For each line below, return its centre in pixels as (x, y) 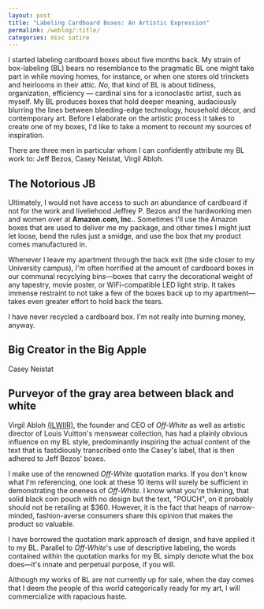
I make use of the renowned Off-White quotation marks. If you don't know (128, 473)
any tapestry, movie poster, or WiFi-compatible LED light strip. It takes (122, 285)
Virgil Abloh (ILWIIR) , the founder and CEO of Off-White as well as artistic (127, 425)
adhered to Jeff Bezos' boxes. (57, 459)
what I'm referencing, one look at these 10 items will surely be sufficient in (128, 482)
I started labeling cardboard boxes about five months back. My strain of (125, 60)
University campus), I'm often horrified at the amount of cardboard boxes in (131, 268)
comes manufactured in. (48, 244)
